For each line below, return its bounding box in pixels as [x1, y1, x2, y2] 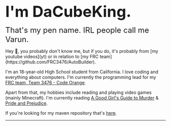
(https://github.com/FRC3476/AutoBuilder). [5, 58, 96, 65]
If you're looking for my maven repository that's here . [5, 110, 117, 116]
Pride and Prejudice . [5, 100, 48, 106]
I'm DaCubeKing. [5, 2, 131, 21]
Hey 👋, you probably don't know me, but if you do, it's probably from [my [5, 48, 159, 54]
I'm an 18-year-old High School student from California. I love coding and [5, 69, 159, 75]
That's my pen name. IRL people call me [5, 25, 149, 35]
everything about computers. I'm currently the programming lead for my [5, 74, 156, 80]
